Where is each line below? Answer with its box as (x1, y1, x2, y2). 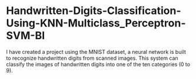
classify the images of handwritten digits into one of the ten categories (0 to (6, 60, 190, 68)
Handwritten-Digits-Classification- (6, 4, 181, 18)
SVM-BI (6, 29, 45, 42)
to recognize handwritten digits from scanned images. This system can (6, 54, 178, 61)
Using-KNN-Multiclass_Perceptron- (6, 16, 187, 30)
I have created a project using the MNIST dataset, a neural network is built (6, 48, 187, 55)
